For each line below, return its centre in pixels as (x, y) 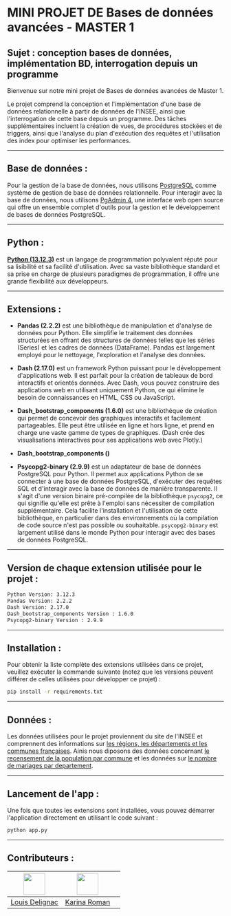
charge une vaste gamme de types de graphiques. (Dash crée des (111, 433)
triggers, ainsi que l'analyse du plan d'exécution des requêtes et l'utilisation (114, 133)
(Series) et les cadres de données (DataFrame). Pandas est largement (116, 348)
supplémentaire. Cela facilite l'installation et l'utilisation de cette (107, 511)
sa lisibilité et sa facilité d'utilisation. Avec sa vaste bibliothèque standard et (113, 266)
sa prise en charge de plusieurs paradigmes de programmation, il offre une (113, 274)
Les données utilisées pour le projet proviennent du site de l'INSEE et (105, 736)
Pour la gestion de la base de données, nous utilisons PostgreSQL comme (112, 185)
